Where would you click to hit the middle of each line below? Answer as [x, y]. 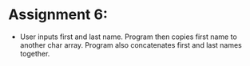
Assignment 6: [58, 15]
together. [35, 53]
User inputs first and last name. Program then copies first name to [128, 37]
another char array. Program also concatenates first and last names [131, 45]
